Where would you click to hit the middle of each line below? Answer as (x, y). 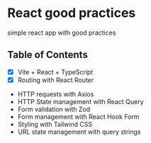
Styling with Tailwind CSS (55, 124)
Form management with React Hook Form (78, 116)
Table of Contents (48, 55)
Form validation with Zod (54, 109)
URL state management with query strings (79, 132)
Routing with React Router (56, 80)
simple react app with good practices (62, 33)
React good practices (72, 13)
